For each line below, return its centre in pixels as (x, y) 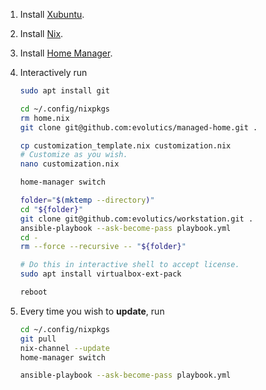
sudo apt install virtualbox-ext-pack (100, 274)
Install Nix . (41, 33)
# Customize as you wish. (73, 155)
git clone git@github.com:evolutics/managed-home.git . (138, 127)
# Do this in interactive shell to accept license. (129, 265)
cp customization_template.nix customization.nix (125, 145)
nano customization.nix (69, 164)
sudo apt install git (64, 91)
